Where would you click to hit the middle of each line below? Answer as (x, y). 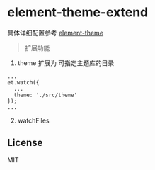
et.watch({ (23, 82)
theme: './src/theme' (46, 95)
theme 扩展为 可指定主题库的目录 (66, 63)
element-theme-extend (78, 12)
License (25, 143)
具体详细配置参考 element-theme (56, 33)
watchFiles (33, 120)
